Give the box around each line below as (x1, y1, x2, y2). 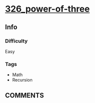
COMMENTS (5, 91, 44, 100)
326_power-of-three (5, 3, 90, 15)
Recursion (12, 77, 33, 83)
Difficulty (5, 38, 28, 44)
